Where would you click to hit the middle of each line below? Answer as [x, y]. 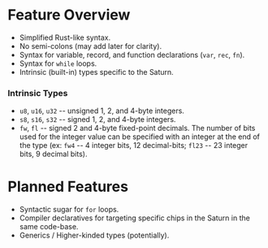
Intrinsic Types [38, 93]
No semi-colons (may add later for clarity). [91, 46]
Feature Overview [69, 15]
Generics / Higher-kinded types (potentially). [94, 235]
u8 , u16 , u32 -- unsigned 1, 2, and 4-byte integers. [102, 111]
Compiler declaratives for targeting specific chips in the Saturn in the [135, 218]
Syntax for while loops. [58, 63]
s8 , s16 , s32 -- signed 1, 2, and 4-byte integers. [97, 120]
